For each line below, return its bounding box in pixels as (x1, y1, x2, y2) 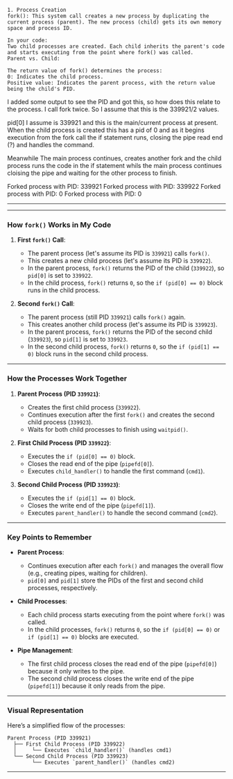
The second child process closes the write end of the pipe (27, 674, 194, 682)
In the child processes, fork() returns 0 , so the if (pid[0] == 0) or (27, 625, 221, 633)
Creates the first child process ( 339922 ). (27, 403, 141, 411)
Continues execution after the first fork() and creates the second (27, 410, 215, 419)
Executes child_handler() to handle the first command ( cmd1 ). (27, 467, 205, 475)
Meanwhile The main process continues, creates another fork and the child (7, 154, 222, 162)
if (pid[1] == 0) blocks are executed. (27, 633, 139, 641)
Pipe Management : (17, 646, 74, 654)
